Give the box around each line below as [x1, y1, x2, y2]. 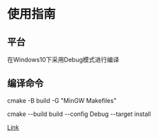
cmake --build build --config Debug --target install [7, 110, 152, 118]
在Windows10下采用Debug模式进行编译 [7, 56, 119, 63]
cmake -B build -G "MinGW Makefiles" [7, 96, 117, 104]
